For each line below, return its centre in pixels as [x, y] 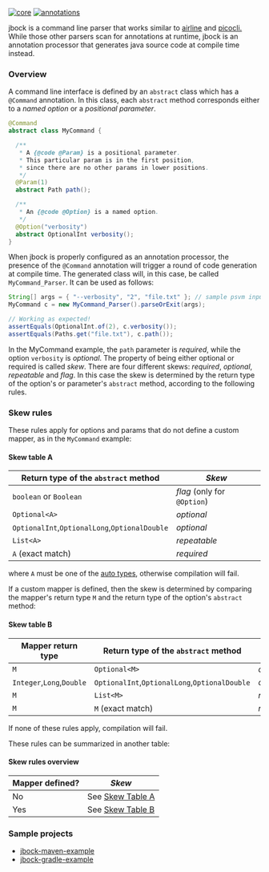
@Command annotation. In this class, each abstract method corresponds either [134, 100]
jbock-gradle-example [56, 859]
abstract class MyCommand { [55, 131]
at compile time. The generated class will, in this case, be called [114, 274]
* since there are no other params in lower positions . [114, 168]
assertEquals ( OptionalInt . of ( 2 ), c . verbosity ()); [93, 327]
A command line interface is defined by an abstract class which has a [123, 91]
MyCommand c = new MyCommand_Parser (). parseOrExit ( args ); [107, 305]
